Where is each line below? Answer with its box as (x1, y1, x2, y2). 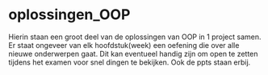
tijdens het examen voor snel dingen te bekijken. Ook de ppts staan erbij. (8, 57, 251, 67)
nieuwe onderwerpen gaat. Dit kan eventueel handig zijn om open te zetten (8, 49, 258, 58)
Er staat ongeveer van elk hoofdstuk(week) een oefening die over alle (8, 40, 240, 49)
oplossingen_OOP (8, 6, 131, 24)
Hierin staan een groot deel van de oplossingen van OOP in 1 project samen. (8, 32, 262, 41)
